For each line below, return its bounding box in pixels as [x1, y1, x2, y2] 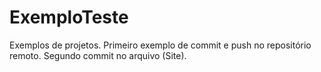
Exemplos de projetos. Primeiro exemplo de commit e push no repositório [9, 39, 312, 51]
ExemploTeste [9, 6, 129, 29]
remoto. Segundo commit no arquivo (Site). [9, 49, 187, 61]
